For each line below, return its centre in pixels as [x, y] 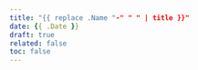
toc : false [30, 52]
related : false [38, 43]
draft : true [32, 35]
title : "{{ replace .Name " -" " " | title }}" [99, 18]
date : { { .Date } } [44, 26]
